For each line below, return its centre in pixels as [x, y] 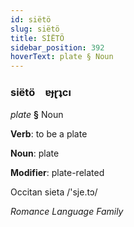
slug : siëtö [35, 29]
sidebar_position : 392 [57, 47]
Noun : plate [35, 153]
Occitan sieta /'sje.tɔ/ [54, 192]
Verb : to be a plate [49, 134]
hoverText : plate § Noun [62, 57]
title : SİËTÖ [37, 38]
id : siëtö [31, 19]
